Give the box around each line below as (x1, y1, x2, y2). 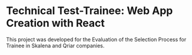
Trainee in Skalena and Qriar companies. (6, 42, 105, 49)
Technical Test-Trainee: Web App (6, 4, 173, 18)
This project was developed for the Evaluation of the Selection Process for (6, 36, 187, 43)
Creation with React (6, 16, 105, 30)
